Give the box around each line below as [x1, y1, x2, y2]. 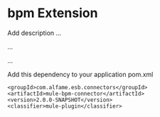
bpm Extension [7, 5, 98, 21]
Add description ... [7, 29, 62, 37]
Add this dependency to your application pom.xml [7, 70, 154, 78]
